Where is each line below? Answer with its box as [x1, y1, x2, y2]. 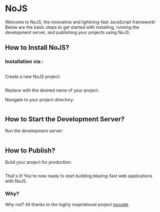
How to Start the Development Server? [5, 115, 125, 123]
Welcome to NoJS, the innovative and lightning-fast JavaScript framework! [5, 19, 156, 25]
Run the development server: [5, 128, 63, 134]
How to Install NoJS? [5, 43, 70, 52]
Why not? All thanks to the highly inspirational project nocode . [5, 201, 130, 207]
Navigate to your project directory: [5, 96, 75, 102]
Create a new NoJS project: [5, 74, 61, 79]
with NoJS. [5, 178, 27, 184]
